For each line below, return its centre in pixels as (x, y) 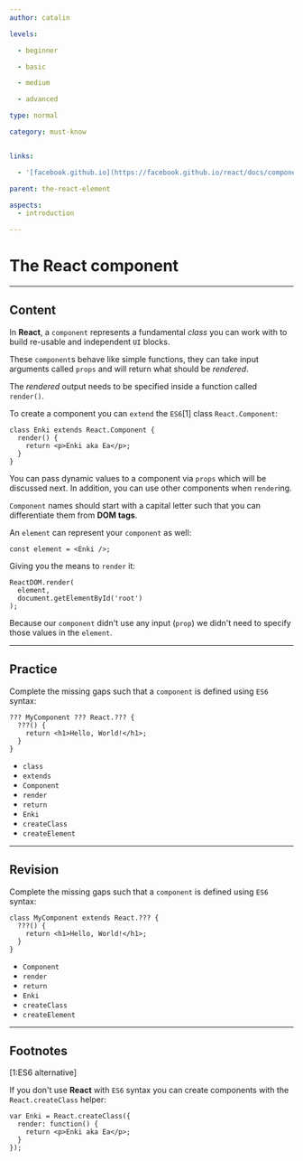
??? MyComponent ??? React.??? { (72, 717)
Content (33, 310)
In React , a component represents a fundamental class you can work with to (148, 332)
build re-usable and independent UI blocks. (90, 342)
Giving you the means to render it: (72, 566)
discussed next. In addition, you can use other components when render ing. (151, 488)
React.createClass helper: (58, 1100)
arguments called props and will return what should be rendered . (129, 369)
